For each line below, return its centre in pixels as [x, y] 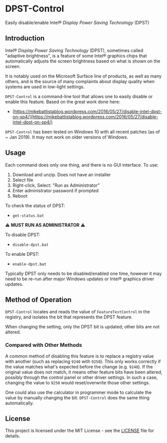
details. [13, 436]
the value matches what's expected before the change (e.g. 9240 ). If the [79, 366]
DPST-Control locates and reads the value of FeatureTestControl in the [77, 312]
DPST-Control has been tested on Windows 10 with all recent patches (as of [82, 132]
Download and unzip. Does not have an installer [61, 174]
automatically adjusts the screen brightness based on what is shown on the [83, 61]
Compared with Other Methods [44, 345]
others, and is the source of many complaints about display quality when [80, 81]
